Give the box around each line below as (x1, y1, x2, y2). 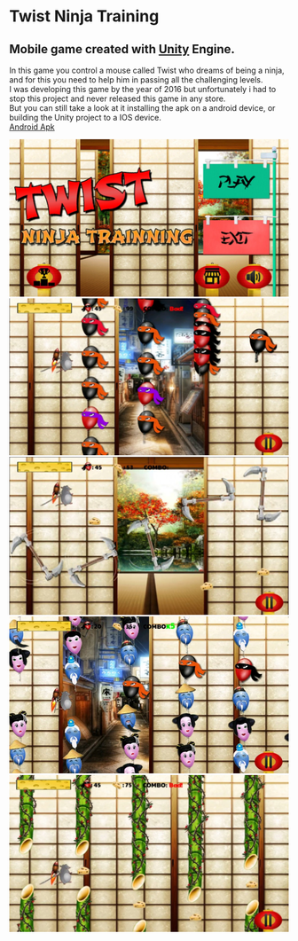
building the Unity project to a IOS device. (9, 113, 162, 122)
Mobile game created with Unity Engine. (9, 42, 235, 57)
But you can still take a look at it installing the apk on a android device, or (9, 103, 276, 113)
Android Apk (9, 122, 55, 132)
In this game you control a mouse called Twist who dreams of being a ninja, (9, 65, 286, 75)
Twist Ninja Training (9, 6, 160, 27)
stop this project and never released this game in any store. (9, 93, 226, 104)
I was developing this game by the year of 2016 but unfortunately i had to (9, 84, 277, 94)
